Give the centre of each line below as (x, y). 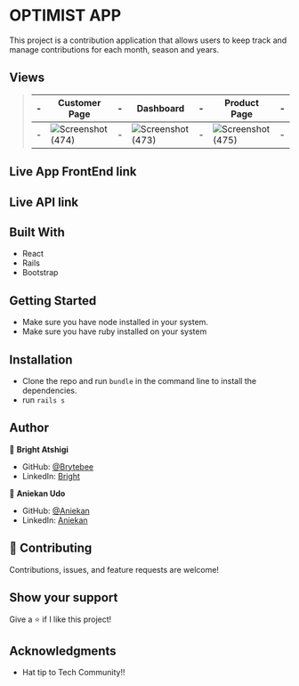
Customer (79, 102)
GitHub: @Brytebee (58, 466)
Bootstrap (40, 273)
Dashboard (161, 108)
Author (29, 428)
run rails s (43, 400)
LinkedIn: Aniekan (55, 520)
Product (242, 102)
